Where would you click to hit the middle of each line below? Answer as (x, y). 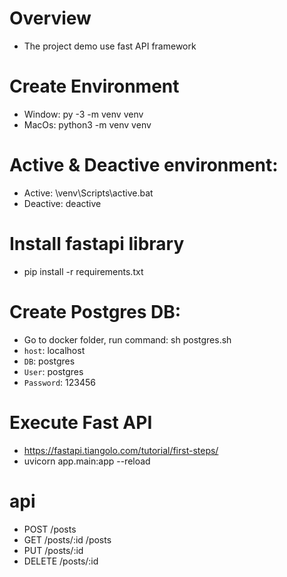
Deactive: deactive (62, 203)
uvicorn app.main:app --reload (87, 461)
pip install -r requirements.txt (83, 271)
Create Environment (94, 86)
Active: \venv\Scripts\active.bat (88, 193)
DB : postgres (49, 361)
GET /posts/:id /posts (67, 539)
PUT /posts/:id (53, 550)
